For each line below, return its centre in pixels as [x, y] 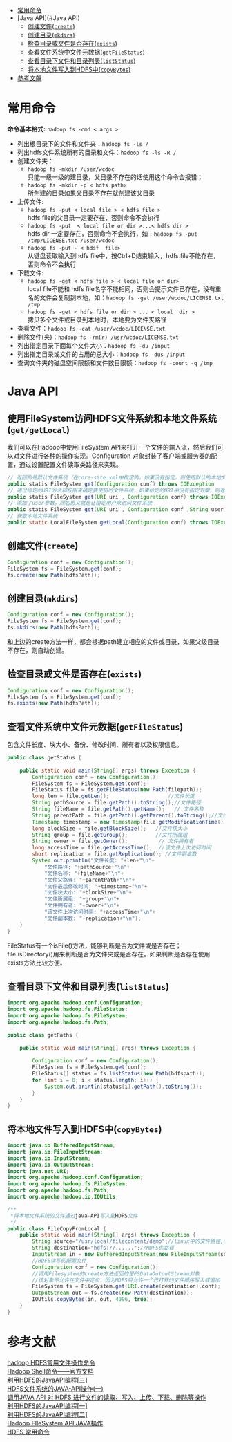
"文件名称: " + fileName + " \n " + [84, 873]
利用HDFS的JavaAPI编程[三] [47, 1380]
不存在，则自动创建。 [37, 650]
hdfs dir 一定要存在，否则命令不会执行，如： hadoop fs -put [113, 233]
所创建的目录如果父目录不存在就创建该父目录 [91, 193]
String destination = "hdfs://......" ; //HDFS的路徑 [103, 1248]
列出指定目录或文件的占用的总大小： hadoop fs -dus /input [101, 354]
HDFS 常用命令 [28, 1432]
